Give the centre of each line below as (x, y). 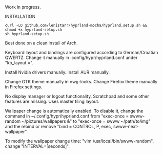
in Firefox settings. (24, 87)
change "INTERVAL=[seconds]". (37, 146)
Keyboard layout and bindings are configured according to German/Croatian (81, 52)
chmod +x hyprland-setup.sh (34, 30)
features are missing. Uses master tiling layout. (52, 101)
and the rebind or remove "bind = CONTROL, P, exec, (59, 126)
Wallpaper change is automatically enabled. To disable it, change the (74, 111)
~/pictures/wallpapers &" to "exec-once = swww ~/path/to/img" (86, 121)
